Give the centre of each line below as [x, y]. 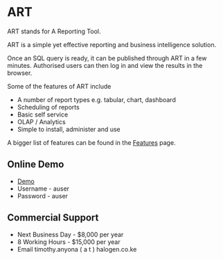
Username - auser [43, 189]
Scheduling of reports [48, 107]
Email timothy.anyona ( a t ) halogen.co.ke [77, 249]
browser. [20, 73]
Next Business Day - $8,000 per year [70, 234]
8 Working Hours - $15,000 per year [69, 242]
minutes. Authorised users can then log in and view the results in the [105, 65]
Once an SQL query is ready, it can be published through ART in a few [107, 58]
